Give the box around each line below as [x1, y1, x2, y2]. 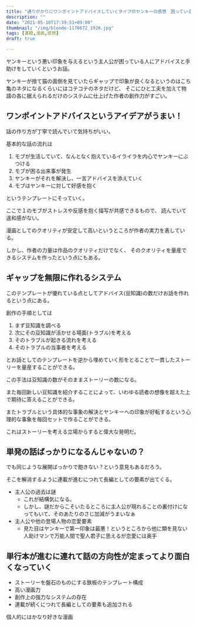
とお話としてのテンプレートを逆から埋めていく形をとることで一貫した [6, 356, 175, 363]
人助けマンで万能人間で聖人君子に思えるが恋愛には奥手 [23, 532, 157, 540]
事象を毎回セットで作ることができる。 [21, 415, 114, 422]
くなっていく [6, 562, 52, 572]
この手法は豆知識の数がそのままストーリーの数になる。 [6, 376, 140, 383]
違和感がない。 [6, 214, 42, 221]
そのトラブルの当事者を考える [14, 344, 87, 351]
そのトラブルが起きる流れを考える [14, 336, 97, 343]
